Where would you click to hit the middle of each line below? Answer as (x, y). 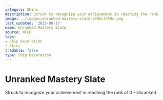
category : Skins (21, 10)
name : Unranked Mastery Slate (36, 28)
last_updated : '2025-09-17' (34, 23)
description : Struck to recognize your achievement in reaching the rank (82, 14)
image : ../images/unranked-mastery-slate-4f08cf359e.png (64, 19)
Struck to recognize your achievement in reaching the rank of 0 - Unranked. (81, 93)
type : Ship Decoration (28, 55)
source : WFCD (18, 32)
